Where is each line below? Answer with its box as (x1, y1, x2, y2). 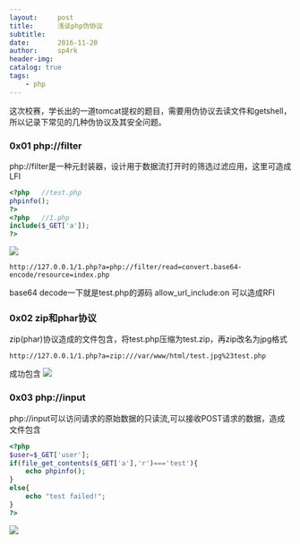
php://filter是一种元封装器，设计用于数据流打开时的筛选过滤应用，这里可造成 (9, 160, 292, 171)
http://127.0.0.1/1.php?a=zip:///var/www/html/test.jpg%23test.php (9, 352, 267, 361)
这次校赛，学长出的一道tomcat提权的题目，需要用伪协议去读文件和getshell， (9, 105, 292, 116)
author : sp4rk (9, 47, 78, 55)
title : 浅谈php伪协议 (9, 21, 103, 30)
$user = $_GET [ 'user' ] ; (9, 450, 90, 459)
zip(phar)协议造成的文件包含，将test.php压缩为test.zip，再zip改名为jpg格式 (9, 334, 288, 344)
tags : (9, 72, 30, 81)
